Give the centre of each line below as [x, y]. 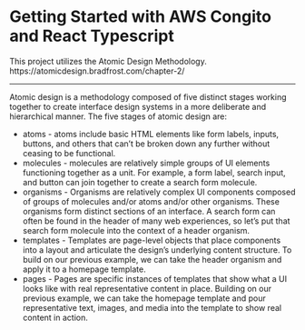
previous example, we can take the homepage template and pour [144, 298]
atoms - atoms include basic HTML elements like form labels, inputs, [151, 134]
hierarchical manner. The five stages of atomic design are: [118, 116]
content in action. [55, 317]
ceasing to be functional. [69, 153]
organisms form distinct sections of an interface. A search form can [149, 211]
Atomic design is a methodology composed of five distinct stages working [148, 96]
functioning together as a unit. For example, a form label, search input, [154, 172]
